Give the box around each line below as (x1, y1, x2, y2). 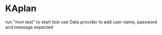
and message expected (5, 24, 53, 30)
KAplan (5, 3, 36, 14)
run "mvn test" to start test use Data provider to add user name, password (5, 19, 158, 25)
